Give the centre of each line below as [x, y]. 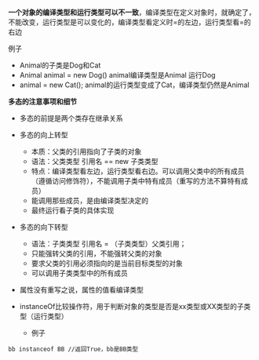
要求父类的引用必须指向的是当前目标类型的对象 [107, 263]
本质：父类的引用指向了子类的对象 [86, 151]
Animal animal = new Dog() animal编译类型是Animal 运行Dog [117, 75]
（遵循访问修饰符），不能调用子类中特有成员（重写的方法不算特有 [136, 181]
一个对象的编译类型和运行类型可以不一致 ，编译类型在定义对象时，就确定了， [132, 12]
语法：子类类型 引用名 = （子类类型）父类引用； [109, 244]
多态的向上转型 [44, 135]
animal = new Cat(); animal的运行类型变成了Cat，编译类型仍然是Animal [134, 85]
